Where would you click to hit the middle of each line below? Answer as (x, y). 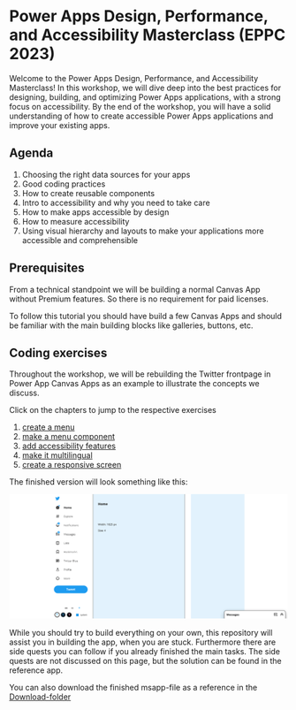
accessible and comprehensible (80, 240)
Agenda (31, 153)
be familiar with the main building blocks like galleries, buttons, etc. (131, 325)
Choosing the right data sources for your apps (106, 174)
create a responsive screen (72, 465)
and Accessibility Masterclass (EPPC (147, 35)
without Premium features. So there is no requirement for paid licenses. (139, 299)
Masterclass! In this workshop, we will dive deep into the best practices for (145, 88)
